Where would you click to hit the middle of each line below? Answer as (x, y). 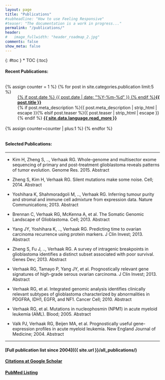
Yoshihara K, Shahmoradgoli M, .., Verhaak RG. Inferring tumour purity (83, 194)
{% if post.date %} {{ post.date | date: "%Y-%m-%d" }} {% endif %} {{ (89, 97)
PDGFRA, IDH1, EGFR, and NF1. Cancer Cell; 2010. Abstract (72, 299)
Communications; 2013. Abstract (45, 205)
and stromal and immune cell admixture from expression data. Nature (82, 200)
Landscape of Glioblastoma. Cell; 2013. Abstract (61, 220)
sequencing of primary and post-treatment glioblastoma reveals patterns (86, 165)
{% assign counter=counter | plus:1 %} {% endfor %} (59, 128)
